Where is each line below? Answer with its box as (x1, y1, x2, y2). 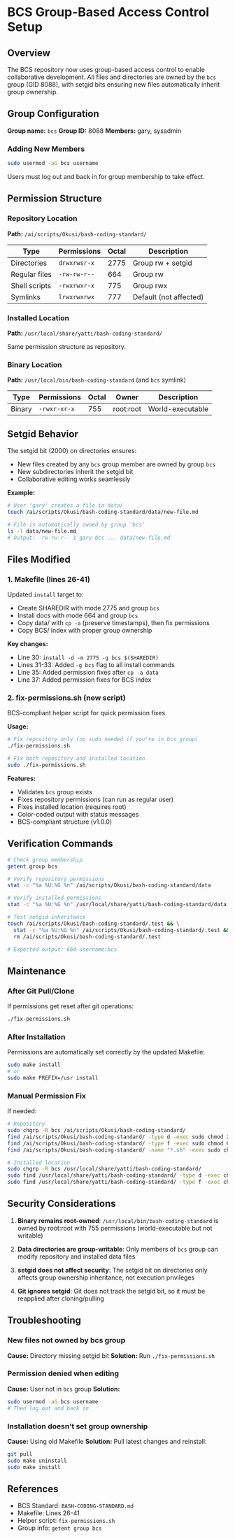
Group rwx (132, 280, 168, 290)
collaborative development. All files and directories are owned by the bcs (7, 73, 217, 81)
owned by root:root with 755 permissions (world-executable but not (17, 1224, 213, 1232)
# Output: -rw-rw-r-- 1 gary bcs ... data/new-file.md (7, 534, 171, 541)
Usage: (7, 722, 29, 731)
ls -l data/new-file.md (7, 527, 77, 535)
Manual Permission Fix (7, 1091, 86, 1101)
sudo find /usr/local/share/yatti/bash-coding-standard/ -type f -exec (7, 1179, 220, 1186)
